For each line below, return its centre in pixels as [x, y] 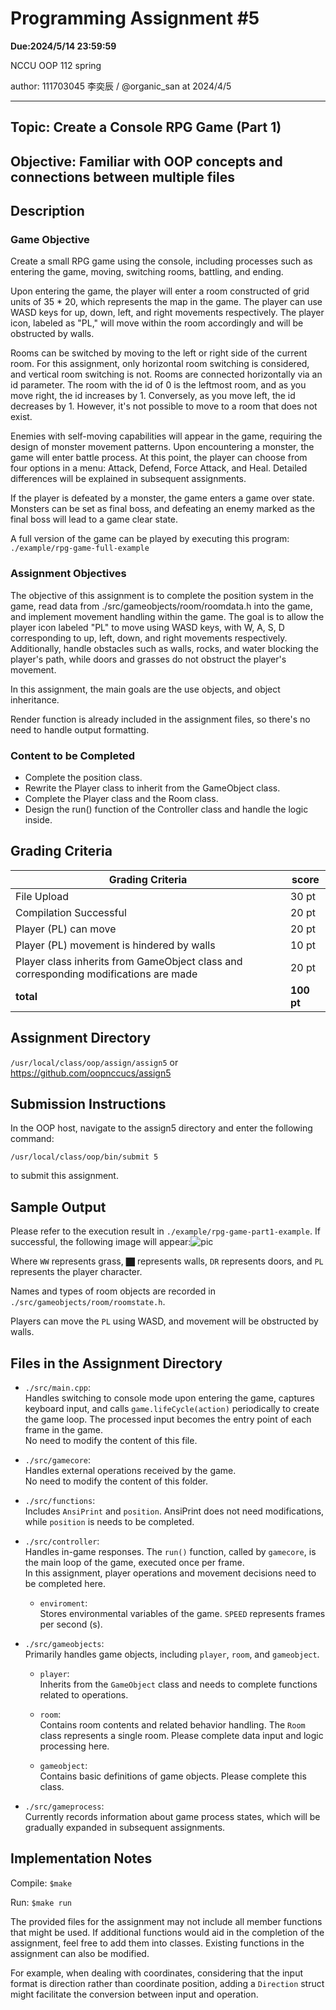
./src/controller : [62, 1541]
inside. [38, 820]
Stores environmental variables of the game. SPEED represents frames [182, 1614]
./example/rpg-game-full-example [80, 548]
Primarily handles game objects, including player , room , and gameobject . [172, 1654]
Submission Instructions [88, 1104]
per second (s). [71, 1624]
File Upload [42, 896]
